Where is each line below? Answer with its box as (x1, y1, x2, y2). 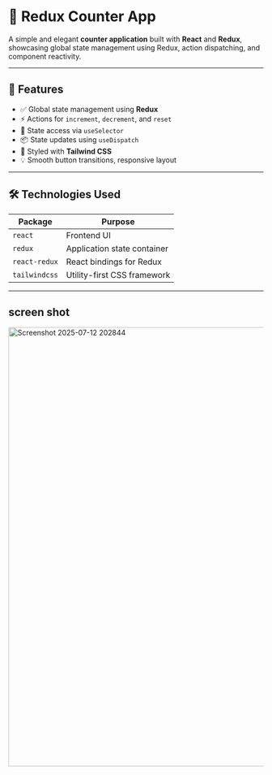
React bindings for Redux (66, 256, 162, 267)
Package (18, 215, 53, 227)
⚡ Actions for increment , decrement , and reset (19, 114, 172, 123)
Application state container (66, 243, 168, 254)
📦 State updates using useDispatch (19, 134, 139, 145)
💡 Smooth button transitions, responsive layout (19, 154, 176, 165)
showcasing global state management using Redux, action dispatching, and (8, 42, 261, 52)
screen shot (8, 305, 70, 319)
